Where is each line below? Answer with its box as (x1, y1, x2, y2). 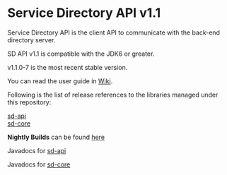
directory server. (7, 35, 56, 44)
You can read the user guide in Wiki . (7, 76, 113, 85)
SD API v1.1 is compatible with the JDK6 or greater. (7, 49, 155, 58)
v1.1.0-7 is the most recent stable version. (7, 63, 128, 71)
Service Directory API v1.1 (7, 5, 161, 21)
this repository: (7, 97, 52, 107)
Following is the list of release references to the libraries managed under (7, 90, 219, 99)
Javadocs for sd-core (7, 160, 71, 169)
